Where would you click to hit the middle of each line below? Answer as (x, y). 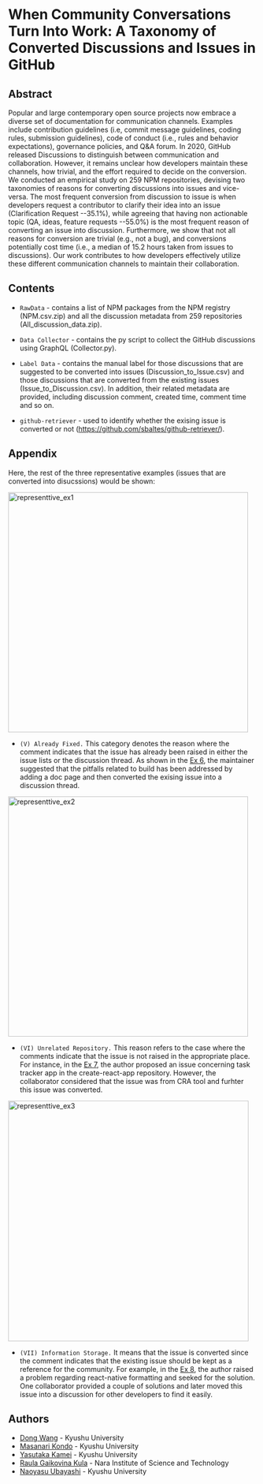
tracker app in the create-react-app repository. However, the (118, 1073)
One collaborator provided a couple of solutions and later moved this (131, 1385)
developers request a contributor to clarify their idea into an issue (114, 205)
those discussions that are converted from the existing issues (119, 379)
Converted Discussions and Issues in (132, 48)
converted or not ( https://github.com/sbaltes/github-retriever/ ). (122, 428)
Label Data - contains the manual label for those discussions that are (131, 363)
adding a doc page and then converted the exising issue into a (120, 777)
